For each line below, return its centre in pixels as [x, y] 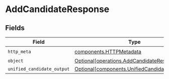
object [16, 61]
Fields [15, 28]
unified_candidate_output [39, 69]
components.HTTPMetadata [108, 51]
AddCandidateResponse [57, 9]
